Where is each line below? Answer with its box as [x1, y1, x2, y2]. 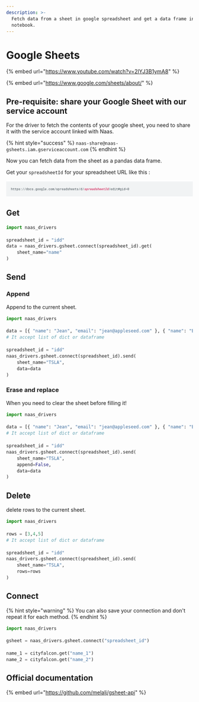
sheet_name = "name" [17, 250, 62, 256]
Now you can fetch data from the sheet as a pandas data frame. [6, 157, 162, 164]
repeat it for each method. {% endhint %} [6, 613, 108, 620]
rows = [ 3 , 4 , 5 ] [6, 531, 44, 537]
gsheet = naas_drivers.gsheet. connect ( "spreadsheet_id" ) [6, 638, 150, 644]
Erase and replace [6, 386, 59, 394]
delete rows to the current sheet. [6, 506, 86, 513]
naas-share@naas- [76, 141, 118, 146]
